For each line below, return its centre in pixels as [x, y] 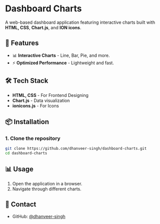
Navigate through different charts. [47, 189]
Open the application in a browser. [47, 183]
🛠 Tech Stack [27, 81]
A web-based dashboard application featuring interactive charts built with [80, 22]
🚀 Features [22, 43]
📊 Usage [19, 169]
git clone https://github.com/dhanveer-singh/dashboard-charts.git [76, 149]
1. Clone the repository [33, 138]
